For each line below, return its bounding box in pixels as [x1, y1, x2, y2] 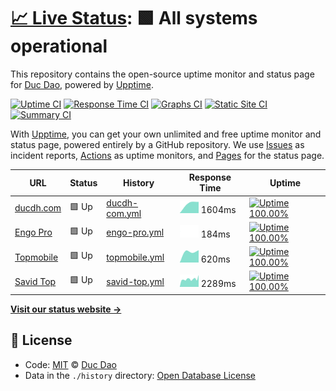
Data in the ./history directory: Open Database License [24, 369, 256, 381]
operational [10, 35, 108, 58]
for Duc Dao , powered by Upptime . [10, 78, 154, 90]
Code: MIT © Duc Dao [24, 358, 117, 370]
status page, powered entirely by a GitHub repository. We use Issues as [10, 138, 305, 150]
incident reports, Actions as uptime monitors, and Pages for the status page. [10, 149, 325, 161]
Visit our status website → [10, 303, 122, 315]
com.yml [106, 207, 142, 219]
